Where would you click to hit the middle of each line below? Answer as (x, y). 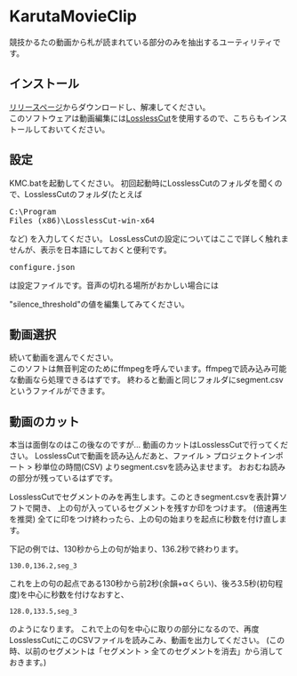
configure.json (42, 267)
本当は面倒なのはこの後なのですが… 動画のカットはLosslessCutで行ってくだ (149, 445)
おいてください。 (79, 129)
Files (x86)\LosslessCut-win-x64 (82, 220)
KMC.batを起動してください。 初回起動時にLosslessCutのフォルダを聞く (142, 183)
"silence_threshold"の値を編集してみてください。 (99, 304)
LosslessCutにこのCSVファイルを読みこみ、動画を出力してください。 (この (147, 640)
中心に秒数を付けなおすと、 (78, 595)
